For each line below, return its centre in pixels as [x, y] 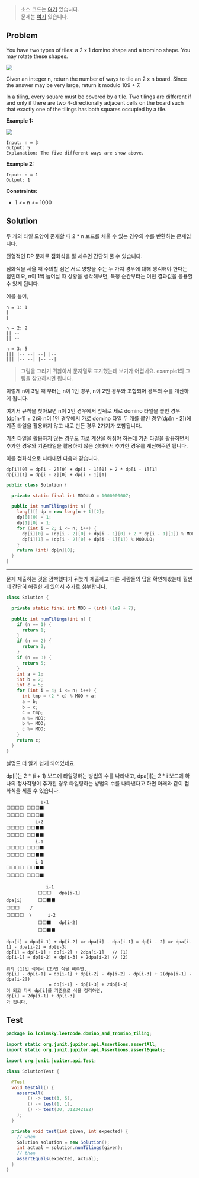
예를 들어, [17, 296]
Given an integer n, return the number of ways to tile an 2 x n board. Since [97, 79]
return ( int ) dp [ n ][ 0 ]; [46, 550]
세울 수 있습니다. [41, 791]
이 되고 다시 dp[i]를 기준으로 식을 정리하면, [54, 991]
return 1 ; [34, 630]
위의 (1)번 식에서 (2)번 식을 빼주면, [46, 969]
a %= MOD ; [34, 718]
